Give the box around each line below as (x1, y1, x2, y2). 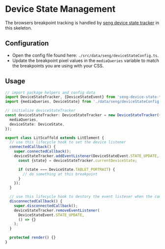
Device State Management (5, 3, 116, 15)
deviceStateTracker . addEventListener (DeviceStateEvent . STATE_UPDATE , (14, 154, 160, 158)
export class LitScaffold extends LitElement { (5, 135, 105, 140)
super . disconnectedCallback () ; (14, 203, 78, 208)
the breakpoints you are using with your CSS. (12, 62, 104, 68)
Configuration (5, 39, 49, 48)
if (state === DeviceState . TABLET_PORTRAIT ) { (18, 167, 115, 172)
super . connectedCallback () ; (14, 149, 71, 154)
